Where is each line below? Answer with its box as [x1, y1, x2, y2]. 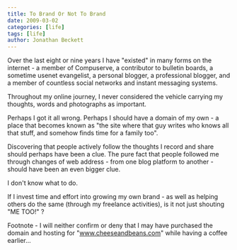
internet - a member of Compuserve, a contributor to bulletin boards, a [7, 64, 214, 72]
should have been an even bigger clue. [7, 165, 121, 174]
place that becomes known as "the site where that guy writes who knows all [7, 121, 229, 130]
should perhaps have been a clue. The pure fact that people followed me [7, 150, 219, 159]
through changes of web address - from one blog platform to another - [7, 157, 214, 166]
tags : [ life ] [7, 30, 46, 38]
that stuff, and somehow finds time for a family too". [7, 129, 158, 137]
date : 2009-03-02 [7, 17, 59, 24]
